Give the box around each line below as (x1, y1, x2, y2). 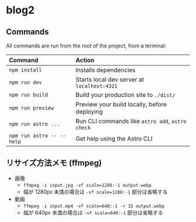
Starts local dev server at (75, 75, 144, 84)
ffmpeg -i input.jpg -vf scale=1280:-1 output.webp (23, 182, 152, 188)
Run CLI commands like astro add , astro (75, 117, 187, 125)
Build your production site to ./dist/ (75, 91, 176, 99)
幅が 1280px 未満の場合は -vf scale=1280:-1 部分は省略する (23, 188, 168, 195)
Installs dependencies (75, 66, 136, 74)
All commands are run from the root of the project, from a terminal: (6, 42, 166, 49)
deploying (75, 107, 103, 116)
